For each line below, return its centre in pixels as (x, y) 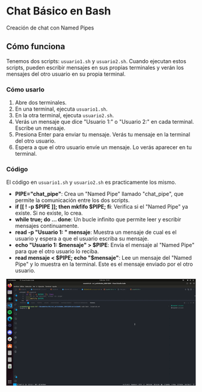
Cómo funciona (36, 47)
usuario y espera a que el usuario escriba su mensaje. (82, 239)
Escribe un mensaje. (40, 128)
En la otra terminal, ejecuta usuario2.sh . (64, 115)
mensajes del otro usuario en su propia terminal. (66, 74)
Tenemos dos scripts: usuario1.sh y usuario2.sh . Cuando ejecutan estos (96, 61)
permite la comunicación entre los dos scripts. (72, 200)
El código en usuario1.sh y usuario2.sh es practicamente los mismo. (91, 182)
